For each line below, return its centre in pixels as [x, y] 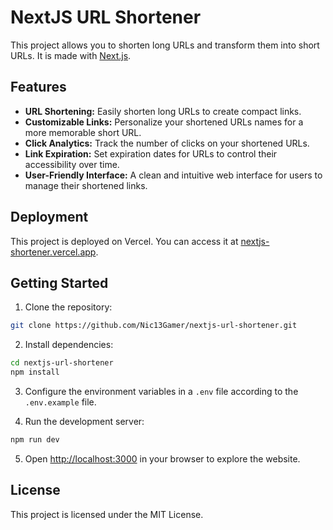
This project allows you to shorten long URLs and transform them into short [165, 45]
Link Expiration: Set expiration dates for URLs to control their [151, 153]
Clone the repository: [68, 307]
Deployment [49, 217]
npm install [35, 372]
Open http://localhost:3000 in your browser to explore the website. [162, 458]
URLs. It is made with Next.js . [71, 55]
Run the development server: [84, 421]
